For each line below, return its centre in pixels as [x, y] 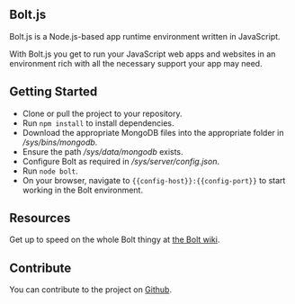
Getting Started [54, 92]
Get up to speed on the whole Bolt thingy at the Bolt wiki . [115, 240]
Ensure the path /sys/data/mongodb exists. [103, 151]
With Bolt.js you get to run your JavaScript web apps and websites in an [143, 54]
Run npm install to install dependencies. [98, 123]
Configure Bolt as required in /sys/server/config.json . [121, 161]
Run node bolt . [50, 171]
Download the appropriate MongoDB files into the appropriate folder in [153, 132]
